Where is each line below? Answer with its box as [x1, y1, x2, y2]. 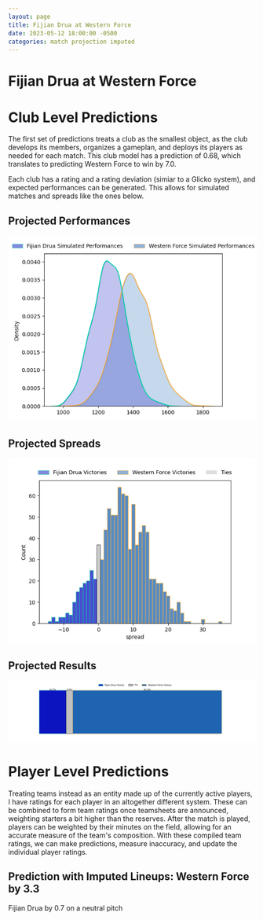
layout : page [8, 13, 51, 20]
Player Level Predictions [8, 763, 170, 780]
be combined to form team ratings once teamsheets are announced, [8, 805, 229, 815]
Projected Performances [8, 214, 131, 227]
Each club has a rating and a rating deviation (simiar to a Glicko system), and [8, 175, 256, 184]
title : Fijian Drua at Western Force [8, 20, 132, 29]
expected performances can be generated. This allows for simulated [8, 183, 230, 193]
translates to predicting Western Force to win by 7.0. [8, 160, 177, 169]
